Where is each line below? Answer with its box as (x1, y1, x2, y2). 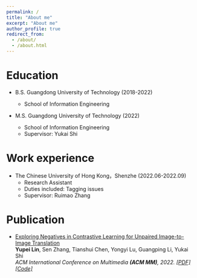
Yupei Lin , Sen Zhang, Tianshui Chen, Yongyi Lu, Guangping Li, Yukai (15, 245, 189, 253)
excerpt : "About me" (6, 20, 59, 26)
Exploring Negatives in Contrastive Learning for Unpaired (15, 233, 158, 240)
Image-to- (159, 233, 184, 240)
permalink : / (6, 8, 39, 15)
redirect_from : (6, 31, 45, 37)
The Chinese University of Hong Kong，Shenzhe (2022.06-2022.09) (15, 172, 187, 179)
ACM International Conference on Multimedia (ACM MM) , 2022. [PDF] (15, 258, 191, 266)
